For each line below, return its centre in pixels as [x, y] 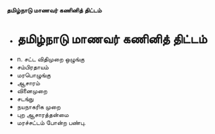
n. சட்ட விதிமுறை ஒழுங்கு [51, 59]
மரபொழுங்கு [33, 75]
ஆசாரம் [28, 83]
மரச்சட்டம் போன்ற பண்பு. [51, 122]
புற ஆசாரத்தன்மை [43, 114]
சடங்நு [25, 99]
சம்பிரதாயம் [33, 67]
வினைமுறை [32, 90]
